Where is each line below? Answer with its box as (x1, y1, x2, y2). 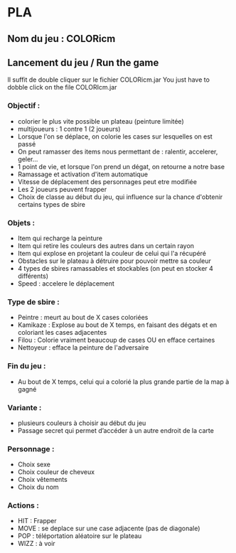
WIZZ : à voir (17, 539, 55, 548)
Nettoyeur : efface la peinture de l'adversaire (17, 343, 149, 352)
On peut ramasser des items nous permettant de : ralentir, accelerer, (17, 147, 218, 156)
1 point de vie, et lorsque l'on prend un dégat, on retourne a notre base (17, 162, 225, 171)
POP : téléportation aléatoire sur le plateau (17, 532, 142, 540)
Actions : (7, 500, 39, 510)
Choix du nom (17, 483, 59, 491)
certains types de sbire (17, 200, 85, 208)
